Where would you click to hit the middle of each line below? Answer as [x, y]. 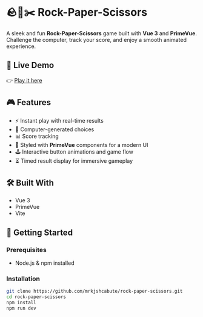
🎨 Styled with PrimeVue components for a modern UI [82, 145]
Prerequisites [26, 250]
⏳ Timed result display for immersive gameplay [74, 161]
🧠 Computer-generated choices [55, 129]
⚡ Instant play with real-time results [59, 120]
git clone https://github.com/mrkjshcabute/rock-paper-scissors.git [95, 291]
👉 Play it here [24, 80]
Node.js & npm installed [45, 263]
